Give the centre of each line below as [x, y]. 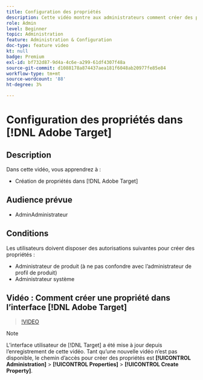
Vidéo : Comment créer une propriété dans [88, 298]
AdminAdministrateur [41, 214]
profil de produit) [36, 273]
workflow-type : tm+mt [34, 74]
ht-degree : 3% [24, 85]
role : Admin [21, 23]
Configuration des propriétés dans [95, 120]
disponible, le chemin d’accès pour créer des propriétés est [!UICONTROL [99, 358]
